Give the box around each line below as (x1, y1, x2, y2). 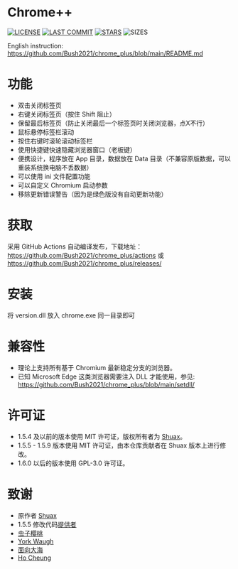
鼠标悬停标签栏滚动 (17, 127, 75, 136)
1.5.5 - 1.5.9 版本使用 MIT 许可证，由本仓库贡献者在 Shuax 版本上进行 (17, 441, 220, 450)
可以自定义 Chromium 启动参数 (17, 180, 108, 189)
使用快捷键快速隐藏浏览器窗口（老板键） (17, 145, 136, 153)
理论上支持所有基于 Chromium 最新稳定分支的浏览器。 (17, 363, 176, 372)
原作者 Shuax (17, 511, 57, 519)
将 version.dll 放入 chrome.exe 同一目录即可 (7, 310, 136, 320)
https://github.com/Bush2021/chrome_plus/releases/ (7, 259, 162, 267)
